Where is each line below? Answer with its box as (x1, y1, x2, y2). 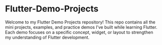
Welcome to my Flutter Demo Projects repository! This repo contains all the (5, 19, 156, 25)
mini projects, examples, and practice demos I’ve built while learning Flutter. (5, 24, 158, 30)
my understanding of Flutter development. (5, 34, 90, 40)
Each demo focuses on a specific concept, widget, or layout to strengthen (5, 29, 153, 35)
